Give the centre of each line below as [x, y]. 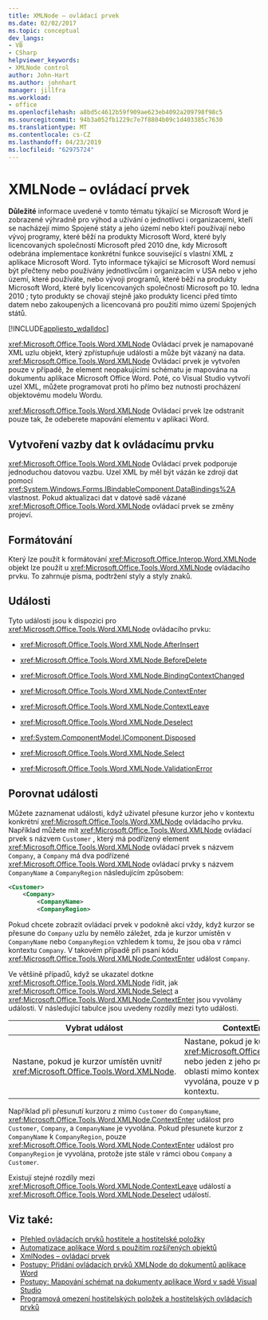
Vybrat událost [94, 1028]
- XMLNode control [39, 68]
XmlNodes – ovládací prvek [65, 1256]
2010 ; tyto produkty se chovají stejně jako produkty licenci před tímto [123, 296]
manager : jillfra [37, 90]
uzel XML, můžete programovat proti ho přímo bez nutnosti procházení [124, 387]
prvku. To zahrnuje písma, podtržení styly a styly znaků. [100, 576]
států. [18, 314]
